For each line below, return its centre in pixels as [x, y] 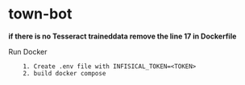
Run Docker [28, 51]
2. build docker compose [64, 73]
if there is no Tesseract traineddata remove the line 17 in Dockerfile [122, 36]
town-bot [40, 14]
